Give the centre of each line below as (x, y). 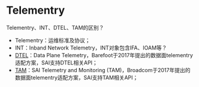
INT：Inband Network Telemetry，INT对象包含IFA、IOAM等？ (91, 48)
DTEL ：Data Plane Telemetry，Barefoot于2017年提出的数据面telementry (104, 55)
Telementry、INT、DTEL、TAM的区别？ (55, 27)
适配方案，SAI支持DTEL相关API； (56, 63)
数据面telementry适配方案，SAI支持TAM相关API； (76, 77)
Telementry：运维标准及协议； (53, 40)
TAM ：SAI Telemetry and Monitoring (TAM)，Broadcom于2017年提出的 (102, 70)
